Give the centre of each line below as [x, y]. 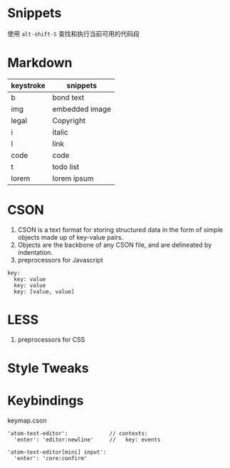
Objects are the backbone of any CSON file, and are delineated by [115, 245]
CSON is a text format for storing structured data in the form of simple [120, 230]
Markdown [40, 63]
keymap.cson [27, 420]
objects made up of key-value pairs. [70, 237]
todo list [66, 166]
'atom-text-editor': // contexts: [78, 433]
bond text [68, 97]
